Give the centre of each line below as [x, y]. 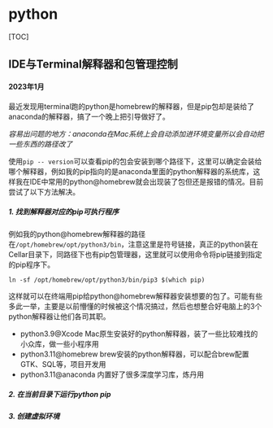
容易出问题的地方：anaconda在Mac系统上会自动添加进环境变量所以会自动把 [136, 133]
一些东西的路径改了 [41, 144]
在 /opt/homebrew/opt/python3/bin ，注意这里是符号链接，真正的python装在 [133, 244]
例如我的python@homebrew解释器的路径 [77, 234]
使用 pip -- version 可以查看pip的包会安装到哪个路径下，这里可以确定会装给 [135, 161]
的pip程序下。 [32, 264]
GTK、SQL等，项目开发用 [63, 364]
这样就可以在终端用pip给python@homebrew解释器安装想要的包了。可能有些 [136, 296]
